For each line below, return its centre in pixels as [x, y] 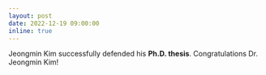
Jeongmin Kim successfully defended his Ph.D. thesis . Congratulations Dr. [133, 54]
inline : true [30, 31]
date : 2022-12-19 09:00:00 [54, 23]
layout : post [30, 16]
